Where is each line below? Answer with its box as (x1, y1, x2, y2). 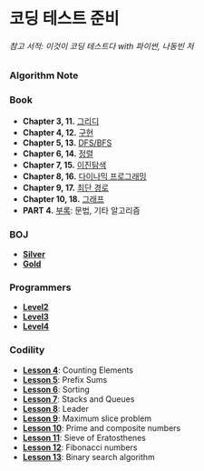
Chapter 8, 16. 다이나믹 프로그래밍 (22, 170, 147, 182)
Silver (22, 248, 45, 259)
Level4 (22, 321, 50, 332)
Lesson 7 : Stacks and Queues (22, 393, 135, 405)
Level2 (22, 302, 49, 313)
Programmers (9, 281, 72, 294)
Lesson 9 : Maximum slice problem (22, 413, 152, 424)
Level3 (22, 311, 50, 323)
